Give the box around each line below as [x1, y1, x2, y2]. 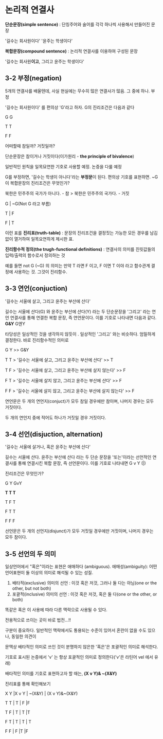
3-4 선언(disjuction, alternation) [5, 430, 103, 438]
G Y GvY [5, 480, 22, 486]
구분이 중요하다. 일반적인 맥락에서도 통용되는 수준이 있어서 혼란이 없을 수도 [5, 628, 147, 633]
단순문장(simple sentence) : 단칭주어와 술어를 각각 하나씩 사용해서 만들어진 [5, 21, 150, 27]
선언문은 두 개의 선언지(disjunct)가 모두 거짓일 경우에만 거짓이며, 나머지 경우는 [5, 528, 154, 534]
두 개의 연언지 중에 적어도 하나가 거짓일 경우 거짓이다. [5, 414, 106, 421]
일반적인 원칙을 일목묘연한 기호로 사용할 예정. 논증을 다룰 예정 [5, 163, 122, 169]
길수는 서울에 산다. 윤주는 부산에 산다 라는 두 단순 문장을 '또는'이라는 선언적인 [5, 454, 152, 460]
